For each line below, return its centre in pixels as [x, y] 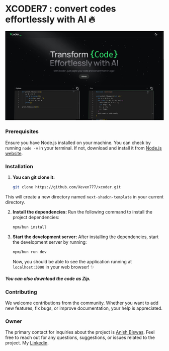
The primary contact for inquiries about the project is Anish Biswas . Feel [80, 332]
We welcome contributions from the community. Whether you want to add [82, 303]
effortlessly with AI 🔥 [50, 19]
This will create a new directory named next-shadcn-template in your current [84, 196]
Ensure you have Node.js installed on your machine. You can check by [78, 143]
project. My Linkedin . [27, 343]
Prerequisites [22, 131]
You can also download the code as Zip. [48, 279]
